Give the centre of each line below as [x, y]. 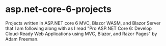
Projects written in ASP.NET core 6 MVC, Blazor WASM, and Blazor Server [83, 23]
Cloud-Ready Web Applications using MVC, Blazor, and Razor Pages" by [81, 33]
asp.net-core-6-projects [59, 9]
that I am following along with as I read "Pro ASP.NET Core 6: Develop [78, 28]
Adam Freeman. [22, 39]
